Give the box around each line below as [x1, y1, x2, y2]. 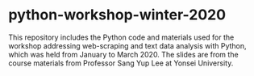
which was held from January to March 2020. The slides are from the [8, 49, 239, 59]
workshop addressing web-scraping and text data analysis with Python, [8, 40, 248, 50]
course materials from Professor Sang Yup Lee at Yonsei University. [8, 58, 234, 68]
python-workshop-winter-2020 [8, 6, 227, 24]
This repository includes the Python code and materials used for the [8, 32, 235, 42]
